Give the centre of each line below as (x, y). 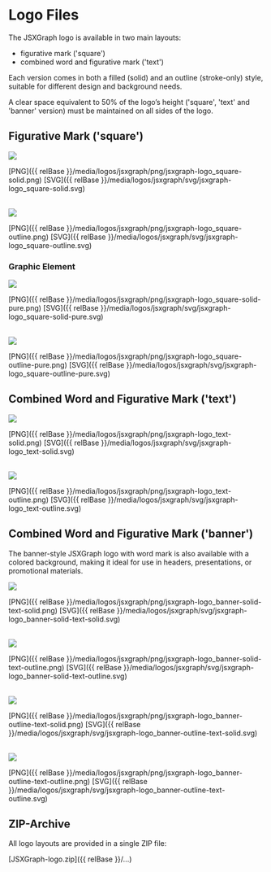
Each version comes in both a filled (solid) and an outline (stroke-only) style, (136, 77)
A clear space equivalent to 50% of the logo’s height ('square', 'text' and (129, 102)
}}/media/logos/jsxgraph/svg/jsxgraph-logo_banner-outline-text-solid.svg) (133, 733)
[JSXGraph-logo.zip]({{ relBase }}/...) (70, 859)
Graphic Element (42, 266)
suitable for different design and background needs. (95, 86)
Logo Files (44, 15)
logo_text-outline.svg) (45, 508)
